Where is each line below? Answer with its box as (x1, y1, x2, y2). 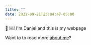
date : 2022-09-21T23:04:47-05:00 (5, 12, 75, 17)
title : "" (5, 7, 26, 12)
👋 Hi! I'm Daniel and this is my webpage (5, 25, 87, 31)
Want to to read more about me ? (5, 35, 72, 41)
